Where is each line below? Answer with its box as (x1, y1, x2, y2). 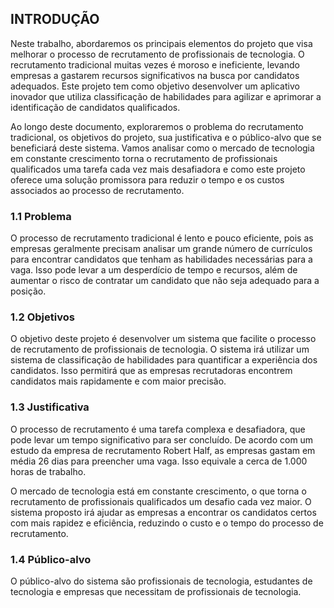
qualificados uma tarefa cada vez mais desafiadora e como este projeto (10, 163, 306, 175)
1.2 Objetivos (10, 310, 75, 324)
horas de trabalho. (10, 465, 87, 477)
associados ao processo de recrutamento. (10, 184, 185, 196)
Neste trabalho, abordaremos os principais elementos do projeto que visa (10, 37, 313, 49)
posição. (10, 285, 47, 297)
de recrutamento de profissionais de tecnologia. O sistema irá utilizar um (10, 343, 310, 356)
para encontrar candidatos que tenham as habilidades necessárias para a (10, 253, 313, 266)
